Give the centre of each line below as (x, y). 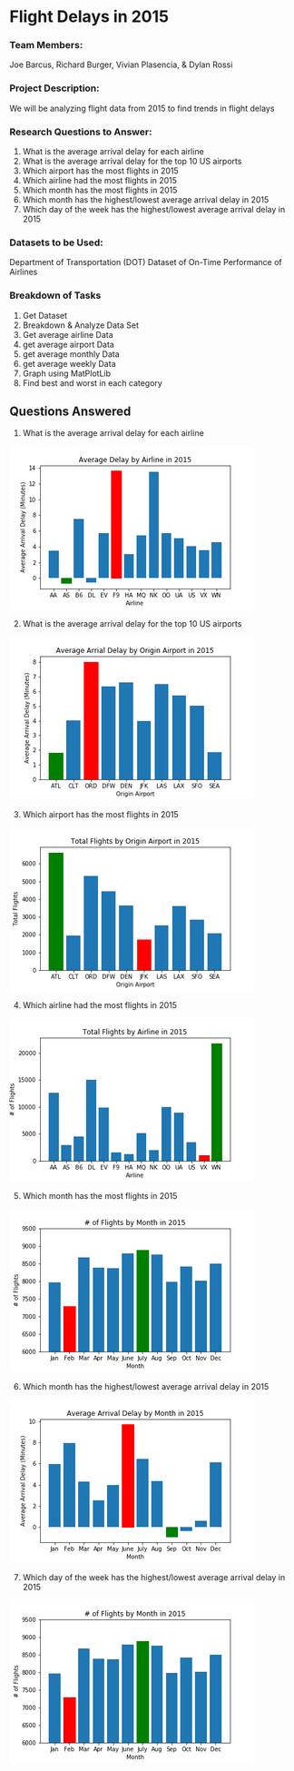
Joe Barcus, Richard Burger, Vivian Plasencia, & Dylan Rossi (121, 64)
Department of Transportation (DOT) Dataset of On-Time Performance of (146, 262)
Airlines (24, 272)
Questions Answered (70, 412)
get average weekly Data (69, 363)
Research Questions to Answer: (81, 132)
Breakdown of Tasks (55, 295)
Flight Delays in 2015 (89, 17)
